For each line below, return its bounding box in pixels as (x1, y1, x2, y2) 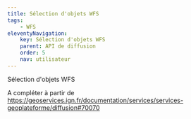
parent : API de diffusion (20, 43, 97, 50)
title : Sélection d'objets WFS (7, 10, 99, 17)
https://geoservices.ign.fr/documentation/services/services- (7, 96, 184, 104)
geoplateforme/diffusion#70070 (7, 103, 100, 112)
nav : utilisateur (20, 56, 71, 63)
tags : (7, 17, 23, 24)
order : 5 (20, 50, 46, 57)
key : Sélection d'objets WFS (20, 36, 106, 43)
